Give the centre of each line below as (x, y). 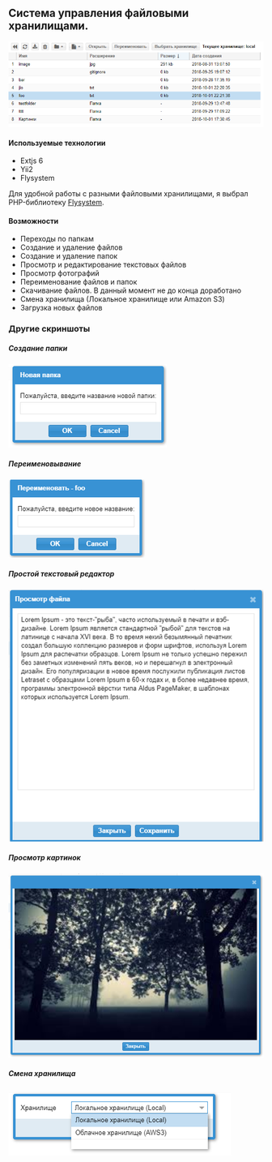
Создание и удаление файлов (71, 247)
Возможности (34, 221)
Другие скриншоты (49, 329)
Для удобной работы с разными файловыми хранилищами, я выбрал (128, 194)
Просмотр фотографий (59, 273)
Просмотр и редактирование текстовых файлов (103, 265)
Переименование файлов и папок (79, 282)
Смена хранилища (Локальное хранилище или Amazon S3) (122, 299)
